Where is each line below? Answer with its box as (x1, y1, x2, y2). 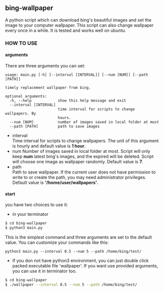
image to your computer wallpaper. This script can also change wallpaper (5, 22, 154, 28)
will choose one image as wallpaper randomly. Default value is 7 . (12, 158, 143, 164)
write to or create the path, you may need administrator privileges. (12, 174, 146, 180)
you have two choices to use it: (5, 202, 68, 208)
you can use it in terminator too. (12, 268, 77, 274)
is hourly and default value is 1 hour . (12, 143, 86, 149)
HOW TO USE (5, 39, 38, 46)
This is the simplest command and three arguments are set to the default (5, 234, 152, 240)
